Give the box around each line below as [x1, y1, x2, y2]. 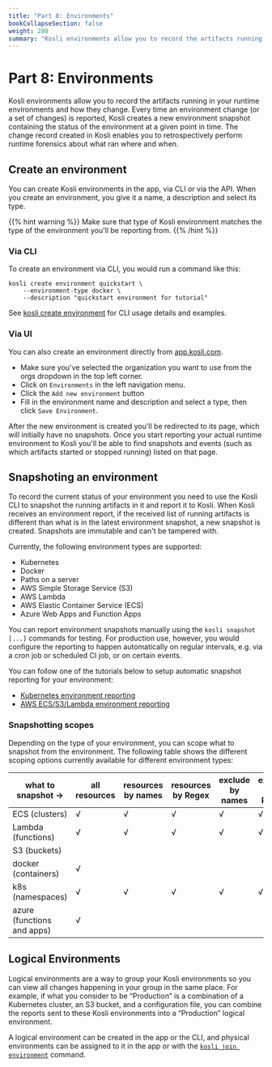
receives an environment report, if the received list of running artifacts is [8, 509, 250, 519]
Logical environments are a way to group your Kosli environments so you [8, 973, 252, 984]
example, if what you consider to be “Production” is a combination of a [8, 991, 244, 1001]
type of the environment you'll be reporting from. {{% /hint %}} [8, 226, 219, 235]
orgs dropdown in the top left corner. [19, 371, 143, 380]
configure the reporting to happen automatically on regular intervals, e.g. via [8, 642, 263, 652]
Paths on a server [19, 575, 79, 585]
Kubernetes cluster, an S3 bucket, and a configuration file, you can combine [8, 999, 262, 1009]
